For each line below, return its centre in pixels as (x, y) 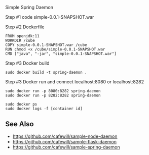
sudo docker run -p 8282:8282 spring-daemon (53, 95)
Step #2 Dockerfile (25, 27)
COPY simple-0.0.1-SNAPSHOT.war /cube (46, 45)
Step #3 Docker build (27, 63)
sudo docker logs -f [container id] (44, 109)
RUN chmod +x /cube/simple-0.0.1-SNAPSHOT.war (55, 49)
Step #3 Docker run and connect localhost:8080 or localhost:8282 (75, 82)
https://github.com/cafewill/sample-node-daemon (65, 136)
